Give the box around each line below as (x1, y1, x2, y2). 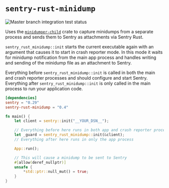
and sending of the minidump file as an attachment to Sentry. (5, 59, 132, 66)
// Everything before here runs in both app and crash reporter (14, 128, 152, 133)
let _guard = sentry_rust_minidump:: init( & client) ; (14, 133, 125, 138)
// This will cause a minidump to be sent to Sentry (14, 155, 127, 160)
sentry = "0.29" (5, 100, 39, 105)
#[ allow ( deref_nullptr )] (14, 160, 66, 165)
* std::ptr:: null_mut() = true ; (23, 169, 89, 174)
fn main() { (5, 114, 30, 119)
